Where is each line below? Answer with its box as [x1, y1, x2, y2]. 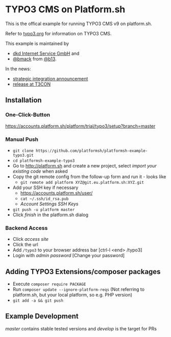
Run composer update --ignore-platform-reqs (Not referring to [12, 286, 144, 292]
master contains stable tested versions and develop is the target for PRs [5, 325, 157, 331]
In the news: [5, 66, 31, 72]
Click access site [12, 236, 49, 242]
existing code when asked [12, 168, 68, 174]
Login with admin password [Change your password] [12, 252, 125, 259]
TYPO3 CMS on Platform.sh [5, 4, 126, 15]
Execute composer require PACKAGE [12, 281, 86, 287]
